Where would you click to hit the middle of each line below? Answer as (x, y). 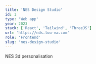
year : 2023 (16, 24)
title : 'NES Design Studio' (34, 10)
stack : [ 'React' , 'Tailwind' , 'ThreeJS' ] (48, 28)
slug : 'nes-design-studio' (33, 42)
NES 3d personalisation (29, 56)
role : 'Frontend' (23, 38)
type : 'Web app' (22, 19)
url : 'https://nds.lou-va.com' (37, 33)
